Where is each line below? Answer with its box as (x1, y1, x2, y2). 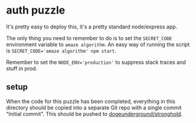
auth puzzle (6, 4, 66, 17)
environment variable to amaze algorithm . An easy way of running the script (6, 41, 190, 48)
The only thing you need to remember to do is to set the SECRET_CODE (6, 34, 172, 41)
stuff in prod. (6, 64, 38, 72)
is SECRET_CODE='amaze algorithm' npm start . (6, 47, 116, 54)
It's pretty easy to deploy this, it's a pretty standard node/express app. (6, 23, 178, 30)
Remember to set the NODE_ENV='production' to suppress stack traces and (6, 59, 186, 66)
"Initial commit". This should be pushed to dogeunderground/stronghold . (6, 110, 183, 117)
